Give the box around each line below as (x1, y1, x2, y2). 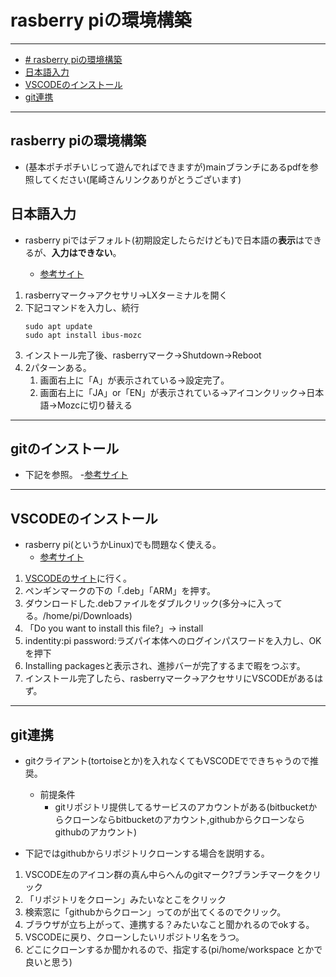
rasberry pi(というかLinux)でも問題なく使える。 (24, 539, 222, 551)
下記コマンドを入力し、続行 (24, 301, 140, 313)
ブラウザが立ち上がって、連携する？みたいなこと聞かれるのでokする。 (24, 919, 315, 930)
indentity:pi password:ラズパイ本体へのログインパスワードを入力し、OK (24, 635, 322, 647)
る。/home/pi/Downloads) (24, 610, 133, 622)
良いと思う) (24, 956, 73, 968)
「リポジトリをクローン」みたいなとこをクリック (24, 894, 227, 905)
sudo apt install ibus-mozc (24, 330, 142, 340)
